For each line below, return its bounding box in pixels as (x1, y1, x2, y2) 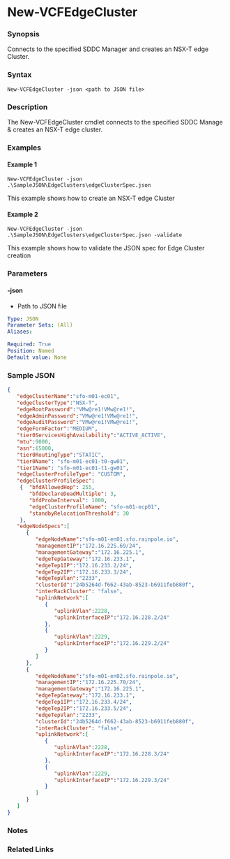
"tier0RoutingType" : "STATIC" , (16, 451, 105, 458)
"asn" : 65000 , (16, 445, 54, 452)
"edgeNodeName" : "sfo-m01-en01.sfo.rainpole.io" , (35, 536, 179, 543)
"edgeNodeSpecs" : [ (16, 523, 70, 530)
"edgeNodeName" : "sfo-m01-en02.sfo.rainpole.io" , (35, 672, 179, 679)
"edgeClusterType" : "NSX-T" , (16, 399, 98, 406)
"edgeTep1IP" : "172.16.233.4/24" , (35, 699, 132, 706)
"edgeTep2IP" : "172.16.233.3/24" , (35, 568, 132, 576)
